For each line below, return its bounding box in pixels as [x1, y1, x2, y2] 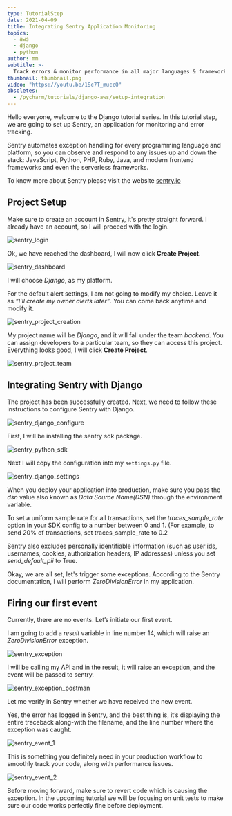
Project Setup [7, 197, 68, 209]
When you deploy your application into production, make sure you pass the [7, 486, 221, 494]
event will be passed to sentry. [7, 671, 95, 679]
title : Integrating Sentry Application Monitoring [7, 23, 156, 30]
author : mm [7, 55, 39, 62]
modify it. [7, 304, 35, 312]
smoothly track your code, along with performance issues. [7, 760, 173, 768]
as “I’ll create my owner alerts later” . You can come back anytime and [7, 296, 207, 305]
